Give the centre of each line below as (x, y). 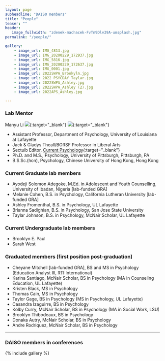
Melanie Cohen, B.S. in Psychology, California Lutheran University (79, 195)
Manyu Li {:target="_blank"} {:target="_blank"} (57, 125)
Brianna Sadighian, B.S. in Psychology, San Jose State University (78, 210)
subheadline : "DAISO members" (36, 14)
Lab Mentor (19, 113)
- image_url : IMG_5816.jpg (41, 60)
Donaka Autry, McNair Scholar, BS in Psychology (62, 320)
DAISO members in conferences (44, 342)
